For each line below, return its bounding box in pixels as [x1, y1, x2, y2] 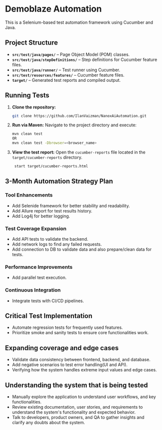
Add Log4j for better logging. [12, 213, 70, 219]
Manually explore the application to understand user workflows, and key [12, 394, 156, 399]
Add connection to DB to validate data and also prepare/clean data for [12, 246, 152, 252]
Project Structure [5, 39, 58, 47]
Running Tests [5, 91, 49, 100]
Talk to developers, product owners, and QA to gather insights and [12, 414, 145, 420]
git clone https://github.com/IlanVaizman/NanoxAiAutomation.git [12, 113, 147, 118]
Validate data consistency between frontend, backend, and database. [12, 357, 151, 363]
